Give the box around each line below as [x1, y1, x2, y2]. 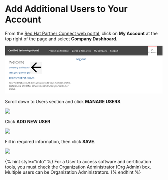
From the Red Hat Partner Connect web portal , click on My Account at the [5, 30, 158, 36]
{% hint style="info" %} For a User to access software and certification [5, 158, 151, 164]
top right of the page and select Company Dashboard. [5, 36, 118, 42]
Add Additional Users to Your [5, 3, 128, 15]
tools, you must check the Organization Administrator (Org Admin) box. [5, 164, 151, 170]
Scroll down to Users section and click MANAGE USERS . [5, 98, 122, 104]
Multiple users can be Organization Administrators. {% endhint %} [5, 169, 141, 175]
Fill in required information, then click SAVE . [5, 138, 96, 144]
